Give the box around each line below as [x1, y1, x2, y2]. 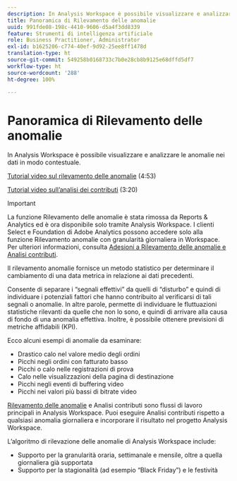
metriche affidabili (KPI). [7, 322, 78, 331]
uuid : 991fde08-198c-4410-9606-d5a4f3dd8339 [7, 23, 140, 30]
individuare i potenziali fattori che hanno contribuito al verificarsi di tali [7, 293, 212, 301]
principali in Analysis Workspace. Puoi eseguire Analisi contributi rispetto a [7, 408, 225, 417]
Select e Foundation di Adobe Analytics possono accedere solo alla [7, 228, 203, 236]
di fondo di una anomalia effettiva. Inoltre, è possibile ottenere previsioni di [7, 315, 224, 324]
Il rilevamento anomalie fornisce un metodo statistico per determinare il [7, 264, 214, 272]
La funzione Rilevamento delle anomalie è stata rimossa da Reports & [7, 213, 208, 221]
